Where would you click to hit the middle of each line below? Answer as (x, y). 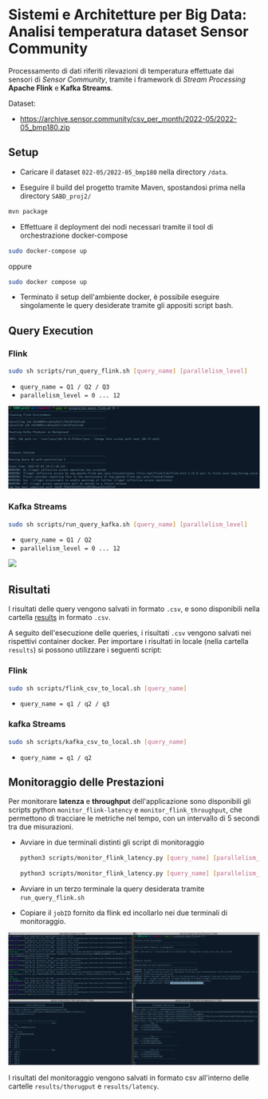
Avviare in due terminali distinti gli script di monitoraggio (112, 842)
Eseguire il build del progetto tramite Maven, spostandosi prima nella (132, 187)
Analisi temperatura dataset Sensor (128, 32)
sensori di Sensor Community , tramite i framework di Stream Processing (127, 79)
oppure (20, 266)
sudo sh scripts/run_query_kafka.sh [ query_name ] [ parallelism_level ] (128, 524)
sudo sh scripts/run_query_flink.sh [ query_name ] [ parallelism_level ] (128, 371)
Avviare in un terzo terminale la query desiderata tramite (112, 889)
